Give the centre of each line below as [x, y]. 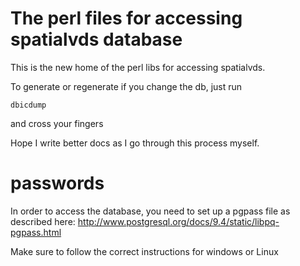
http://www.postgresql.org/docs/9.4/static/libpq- [178, 221]
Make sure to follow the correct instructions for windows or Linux [144, 251]
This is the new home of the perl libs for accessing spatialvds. [138, 67]
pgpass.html [36, 232]
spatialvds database [96, 39]
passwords [57, 183]
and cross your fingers [57, 123]
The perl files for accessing [126, 18]
